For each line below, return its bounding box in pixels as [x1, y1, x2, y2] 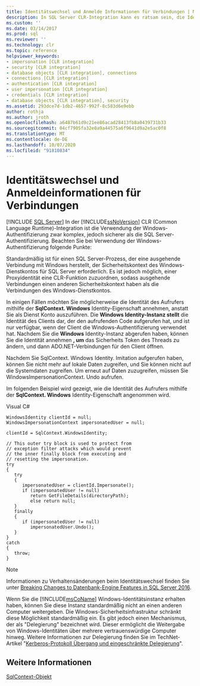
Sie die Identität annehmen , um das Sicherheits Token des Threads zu [6, 337, 180, 344]
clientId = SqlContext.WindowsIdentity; [6, 430, 108, 436]
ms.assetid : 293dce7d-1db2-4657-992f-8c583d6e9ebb [6, 103, 135, 109]
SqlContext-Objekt [6, 673, 52, 681]
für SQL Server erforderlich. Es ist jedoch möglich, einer [39, 268, 177, 275]
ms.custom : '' [6, 20, 42, 26]
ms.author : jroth [6, 114, 49, 120]
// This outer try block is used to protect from [6, 441, 132, 447]
